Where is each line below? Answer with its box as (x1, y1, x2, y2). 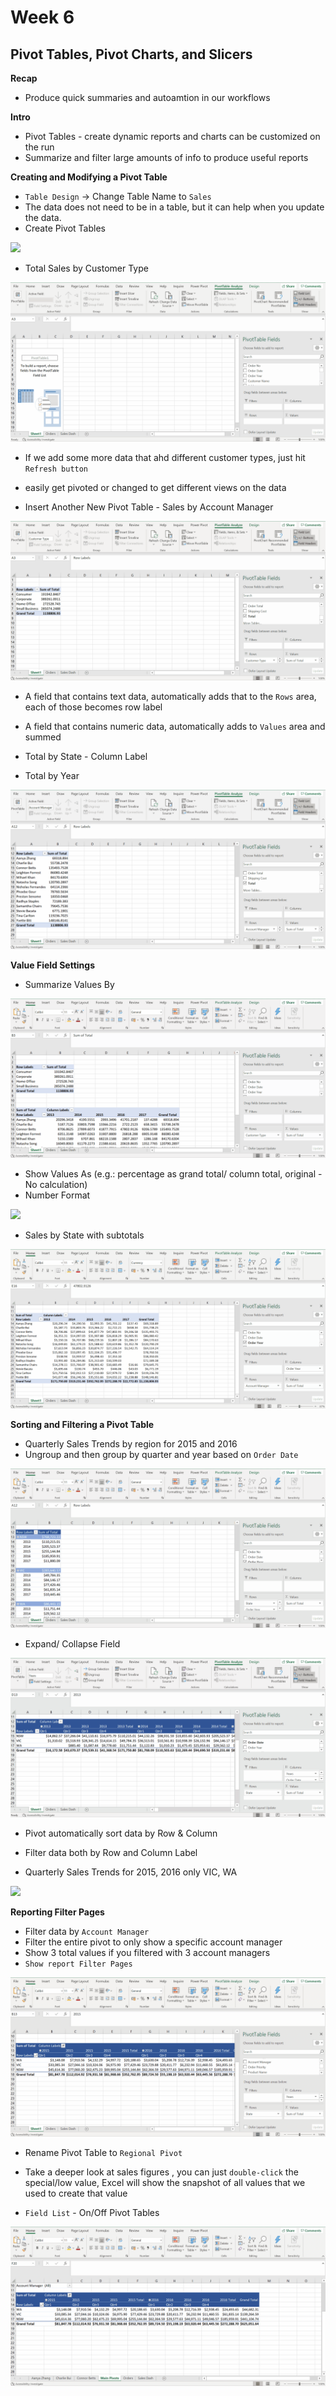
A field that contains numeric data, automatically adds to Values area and (24, 720, 326, 732)
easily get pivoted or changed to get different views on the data (24, 481, 287, 493)
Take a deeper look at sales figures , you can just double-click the (24, 2166, 299, 2178)
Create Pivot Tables (24, 222, 106, 234)
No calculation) (24, 1178, 88, 1190)
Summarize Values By (24, 978, 115, 990)
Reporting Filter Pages (10, 1906, 105, 1918)
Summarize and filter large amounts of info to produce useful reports (24, 152, 309, 163)
